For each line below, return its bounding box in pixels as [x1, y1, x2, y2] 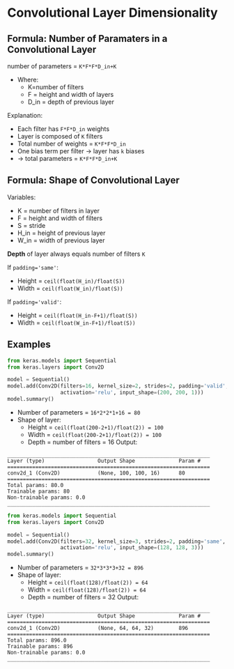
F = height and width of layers [27, 91, 114, 98]
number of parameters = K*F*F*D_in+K [7, 62, 117, 70]
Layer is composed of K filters [17, 132, 103, 140]
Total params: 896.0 [7, 637, 68, 644]
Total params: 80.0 [7, 482, 64, 489]
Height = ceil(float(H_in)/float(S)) [17, 277, 125, 285]
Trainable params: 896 [7, 643, 73, 650]
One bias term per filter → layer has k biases [17, 147, 145, 155]
